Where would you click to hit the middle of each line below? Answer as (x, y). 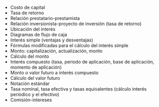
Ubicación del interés (33, 29)
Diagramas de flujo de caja (39, 35)
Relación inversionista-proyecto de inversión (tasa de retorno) (76, 24)
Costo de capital (28, 7)
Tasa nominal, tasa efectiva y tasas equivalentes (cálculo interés (78, 89)
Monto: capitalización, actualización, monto (56, 51)
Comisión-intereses (31, 100)
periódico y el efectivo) (35, 94)
